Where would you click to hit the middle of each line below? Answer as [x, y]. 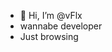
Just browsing [49, 36]
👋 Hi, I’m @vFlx [51, 15]
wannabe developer [61, 26]
